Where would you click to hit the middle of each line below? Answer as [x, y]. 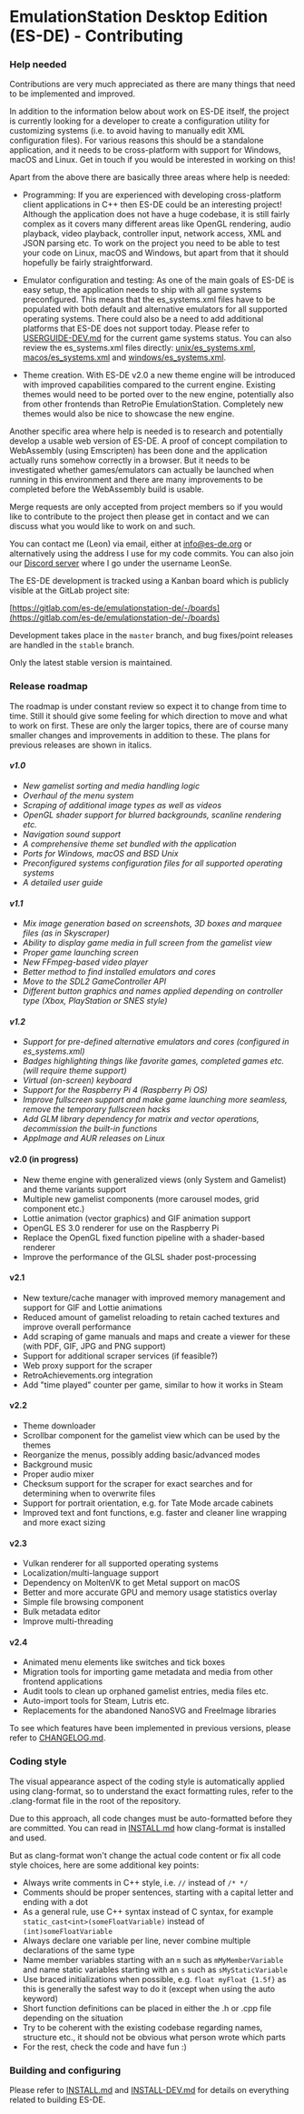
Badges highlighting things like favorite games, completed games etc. [153, 1061]
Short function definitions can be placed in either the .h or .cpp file [147, 2008]
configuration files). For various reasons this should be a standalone [137, 140]
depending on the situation [73, 2018]
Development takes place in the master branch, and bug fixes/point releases [151, 636]
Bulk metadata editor [62, 1612]
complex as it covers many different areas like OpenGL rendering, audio [157, 224]
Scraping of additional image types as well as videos [122, 805]
